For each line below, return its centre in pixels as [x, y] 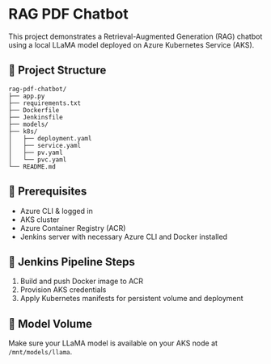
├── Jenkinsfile [36, 117]
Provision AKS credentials [63, 290]
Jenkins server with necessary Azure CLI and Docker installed [124, 236]
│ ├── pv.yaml [36, 153]
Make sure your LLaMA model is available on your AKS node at [113, 343]
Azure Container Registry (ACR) [73, 228]
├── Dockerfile [34, 110]
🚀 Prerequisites [48, 192]
